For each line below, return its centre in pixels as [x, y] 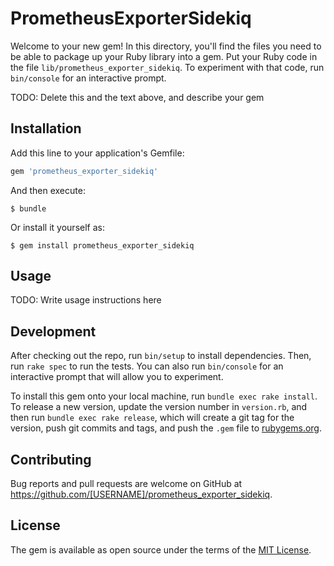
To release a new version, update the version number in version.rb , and [159, 407]
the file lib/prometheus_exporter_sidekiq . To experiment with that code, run [167, 67]
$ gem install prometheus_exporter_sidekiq [102, 245]
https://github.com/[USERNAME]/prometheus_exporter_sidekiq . [141, 494]
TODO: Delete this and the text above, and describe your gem [137, 97]
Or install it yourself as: [57, 227]
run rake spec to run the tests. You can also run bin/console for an [147, 366]
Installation [46, 128]
